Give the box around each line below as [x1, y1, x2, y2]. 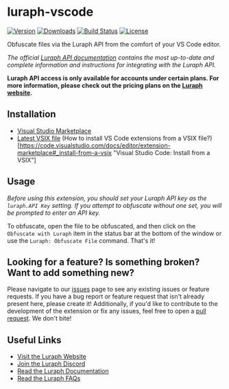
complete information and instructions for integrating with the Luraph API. [7, 60, 216, 69]
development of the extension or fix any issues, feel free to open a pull [7, 307, 207, 316]
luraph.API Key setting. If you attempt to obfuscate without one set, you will [7, 201, 222, 209]
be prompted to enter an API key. [7, 209, 101, 217]
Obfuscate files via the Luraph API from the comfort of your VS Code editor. [7, 40, 221, 48]
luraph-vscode [7, 4, 94, 20]
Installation [7, 108, 56, 120]
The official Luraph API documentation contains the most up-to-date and [7, 53, 215, 62]
